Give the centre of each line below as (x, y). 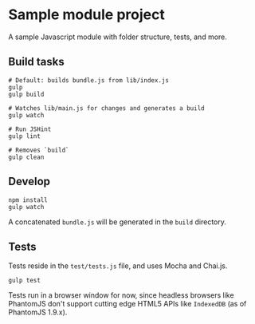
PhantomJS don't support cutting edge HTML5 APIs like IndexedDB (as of (127, 304)
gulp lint (25, 136)
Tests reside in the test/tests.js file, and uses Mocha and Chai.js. (118, 266)
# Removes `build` (39, 150)
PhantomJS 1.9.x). (38, 312)
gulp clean (26, 157)
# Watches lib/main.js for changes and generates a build (106, 108)
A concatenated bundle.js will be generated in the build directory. (118, 222)
